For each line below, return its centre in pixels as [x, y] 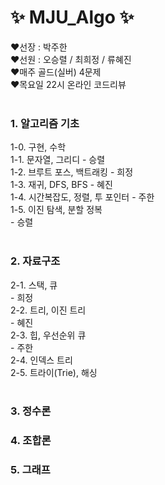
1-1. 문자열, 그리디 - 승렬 [58, 160]
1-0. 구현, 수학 [38, 147]
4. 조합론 [31, 441]
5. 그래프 [30, 470]
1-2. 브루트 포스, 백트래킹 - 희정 [72, 172]
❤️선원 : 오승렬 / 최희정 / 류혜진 [71, 59]
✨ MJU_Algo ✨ [72, 17]
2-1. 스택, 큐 [34, 285]
